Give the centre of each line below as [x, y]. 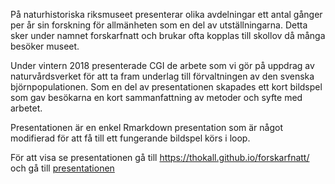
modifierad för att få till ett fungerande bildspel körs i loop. [130, 138]
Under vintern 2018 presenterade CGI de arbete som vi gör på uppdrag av [162, 65]
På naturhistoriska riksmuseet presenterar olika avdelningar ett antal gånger [166, 14]
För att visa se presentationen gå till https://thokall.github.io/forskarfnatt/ [160, 157]
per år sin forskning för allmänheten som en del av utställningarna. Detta [159, 25]
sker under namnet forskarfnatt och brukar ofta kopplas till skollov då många [168, 35]
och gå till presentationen [62, 168]
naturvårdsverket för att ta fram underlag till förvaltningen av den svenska [162, 76]
